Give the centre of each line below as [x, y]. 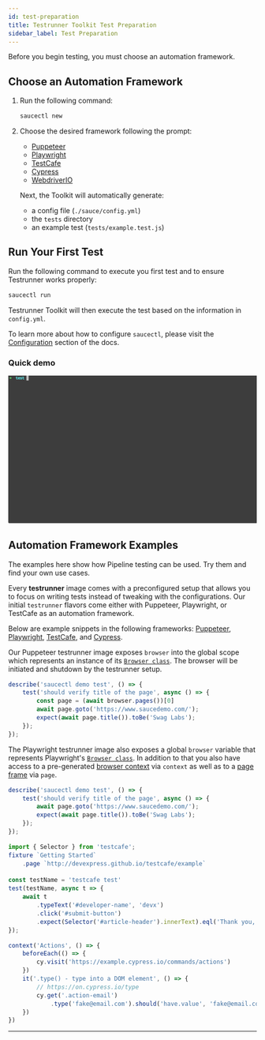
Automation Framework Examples [93, 545]
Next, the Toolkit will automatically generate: [91, 195]
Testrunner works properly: [52, 280]
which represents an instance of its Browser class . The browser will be [123, 660]
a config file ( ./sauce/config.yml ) [86, 211]
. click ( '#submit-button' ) [79, 913]
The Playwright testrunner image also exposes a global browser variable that [132, 749]
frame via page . [33, 775]
